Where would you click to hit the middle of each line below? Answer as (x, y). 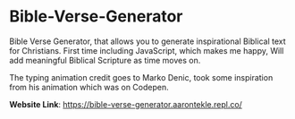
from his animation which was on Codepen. (89, 87)
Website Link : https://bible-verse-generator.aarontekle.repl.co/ (126, 104)
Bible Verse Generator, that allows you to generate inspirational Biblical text (147, 41)
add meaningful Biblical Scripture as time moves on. (105, 60)
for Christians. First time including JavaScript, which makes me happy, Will (147, 50)
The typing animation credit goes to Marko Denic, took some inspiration (141, 77)
